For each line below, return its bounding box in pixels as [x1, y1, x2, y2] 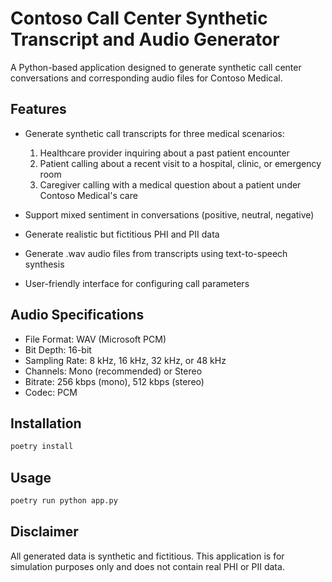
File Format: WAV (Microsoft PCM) [24, 333, 167, 345]
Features [10, 101, 67, 118]
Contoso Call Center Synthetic [10, 7, 268, 30]
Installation [10, 415, 82, 432]
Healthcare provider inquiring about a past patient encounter [39, 147, 290, 159]
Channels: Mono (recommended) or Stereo [24, 365, 203, 377]
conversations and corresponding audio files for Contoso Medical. [10, 72, 283, 84]
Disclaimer [10, 523, 79, 541]
